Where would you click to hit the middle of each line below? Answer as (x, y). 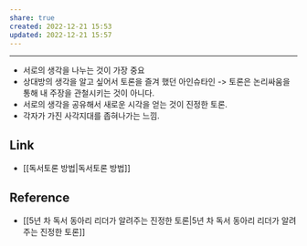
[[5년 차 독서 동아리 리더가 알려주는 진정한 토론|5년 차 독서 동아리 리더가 (151, 220)
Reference (40, 197)
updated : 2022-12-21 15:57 (61, 35)
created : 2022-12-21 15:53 (61, 26)
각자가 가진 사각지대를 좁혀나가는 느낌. (91, 116)
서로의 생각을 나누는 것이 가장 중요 (84, 70)
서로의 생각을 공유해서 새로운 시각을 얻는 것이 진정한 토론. (125, 105)
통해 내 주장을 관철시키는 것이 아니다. (89, 93)
